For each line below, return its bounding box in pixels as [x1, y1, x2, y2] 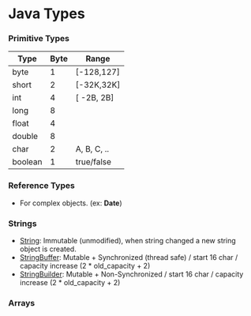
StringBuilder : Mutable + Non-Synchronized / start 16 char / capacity [19, 269, 244, 279]
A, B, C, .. [75, 144, 110, 155]
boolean [12, 156, 43, 167]
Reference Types [8, 180, 75, 191]
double [12, 131, 38, 142]
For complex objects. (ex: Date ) [19, 198, 122, 208]
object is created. [19, 244, 77, 254]
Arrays [8, 298, 36, 308]
